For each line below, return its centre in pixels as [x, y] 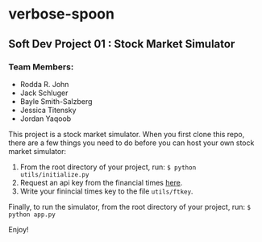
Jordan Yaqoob [46, 119]
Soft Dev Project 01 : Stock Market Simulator [122, 44]
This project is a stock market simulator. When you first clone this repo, [127, 134]
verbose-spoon [62, 14]
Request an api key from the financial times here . [101, 182]
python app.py [32, 215]
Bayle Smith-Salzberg [56, 101]
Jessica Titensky [48, 110]
